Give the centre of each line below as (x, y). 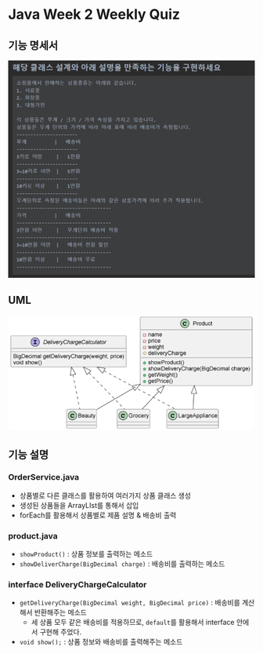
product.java (33, 535)
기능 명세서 (33, 45)
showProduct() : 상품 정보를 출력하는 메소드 (86, 554)
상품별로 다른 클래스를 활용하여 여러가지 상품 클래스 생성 (105, 495)
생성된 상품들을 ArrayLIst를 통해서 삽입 (79, 505)
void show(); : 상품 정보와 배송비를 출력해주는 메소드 (101, 642)
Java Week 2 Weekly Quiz (94, 15)
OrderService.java (44, 477)
